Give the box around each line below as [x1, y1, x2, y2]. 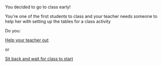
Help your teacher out [5, 37, 49, 43]
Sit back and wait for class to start [5, 56, 74, 62]
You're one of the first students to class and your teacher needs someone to [5, 13, 158, 19]
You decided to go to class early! [5, 4, 71, 10]
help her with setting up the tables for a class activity [5, 19, 111, 24]
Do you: [5, 28, 21, 33]
